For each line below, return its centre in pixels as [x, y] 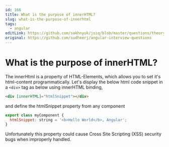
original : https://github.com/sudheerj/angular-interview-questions [78, 38]
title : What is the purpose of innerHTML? [50, 15]
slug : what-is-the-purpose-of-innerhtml [48, 19]
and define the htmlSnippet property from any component [65, 106]
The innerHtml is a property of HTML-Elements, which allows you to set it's [83, 76]
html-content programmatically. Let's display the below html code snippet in [84, 82]
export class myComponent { [35, 115]
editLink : [16, 33]
